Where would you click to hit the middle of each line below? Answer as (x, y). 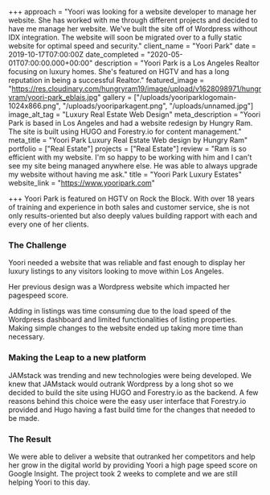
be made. (24, 418)
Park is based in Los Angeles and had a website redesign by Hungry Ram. (131, 123)
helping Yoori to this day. (49, 482)
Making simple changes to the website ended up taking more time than (126, 328)
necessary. (27, 337)
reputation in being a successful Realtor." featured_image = (106, 80)
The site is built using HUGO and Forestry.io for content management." (125, 131)
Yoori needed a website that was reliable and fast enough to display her (127, 263)
